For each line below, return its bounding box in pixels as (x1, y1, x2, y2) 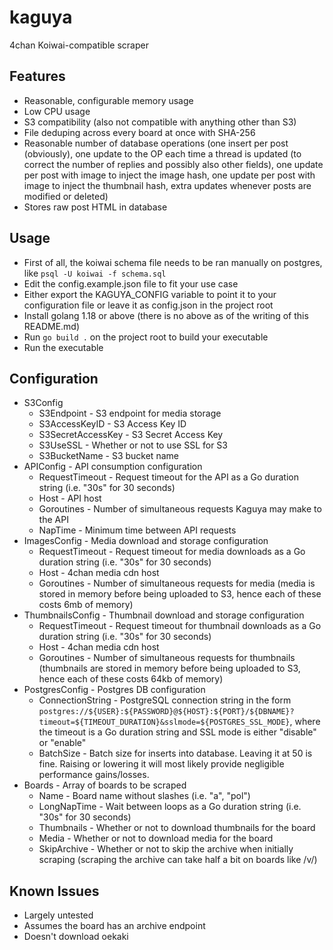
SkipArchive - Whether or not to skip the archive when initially (38, 843, 294, 855)
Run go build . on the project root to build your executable (23, 331, 269, 343)
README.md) (23, 320, 81, 332)
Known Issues (9, 882, 100, 900)
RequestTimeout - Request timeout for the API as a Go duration (38, 471, 299, 483)
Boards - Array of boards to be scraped (23, 779, 187, 791)
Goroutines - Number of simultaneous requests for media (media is (38, 577, 316, 590)
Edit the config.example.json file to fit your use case (23, 277, 239, 290)
